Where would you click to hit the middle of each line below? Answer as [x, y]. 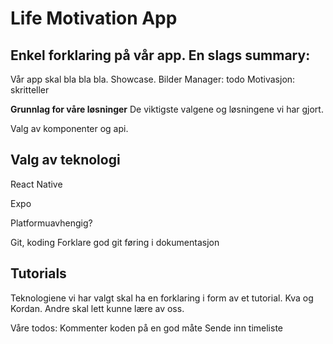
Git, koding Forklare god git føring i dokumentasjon [115, 242]
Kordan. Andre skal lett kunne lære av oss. [97, 308]
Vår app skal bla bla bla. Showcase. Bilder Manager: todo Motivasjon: [153, 79]
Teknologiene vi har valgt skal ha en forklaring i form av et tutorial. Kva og [162, 298]
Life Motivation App [94, 18]
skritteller [30, 90]
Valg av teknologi [65, 160]
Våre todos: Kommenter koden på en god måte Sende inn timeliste [147, 328]
